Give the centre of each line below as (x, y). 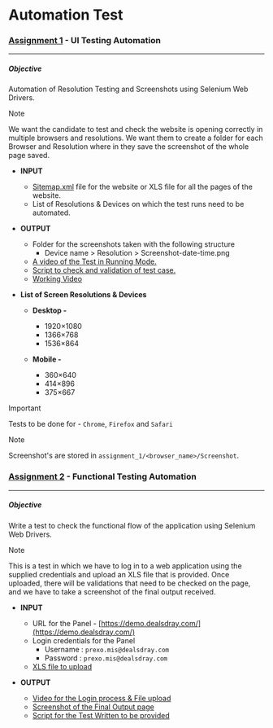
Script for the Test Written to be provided (101, 715)
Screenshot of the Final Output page (93, 707)
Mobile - (47, 359)
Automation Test (66, 15)
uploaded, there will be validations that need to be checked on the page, (130, 583)
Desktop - (50, 310)
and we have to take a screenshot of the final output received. (112, 591)
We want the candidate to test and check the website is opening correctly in (136, 129)
